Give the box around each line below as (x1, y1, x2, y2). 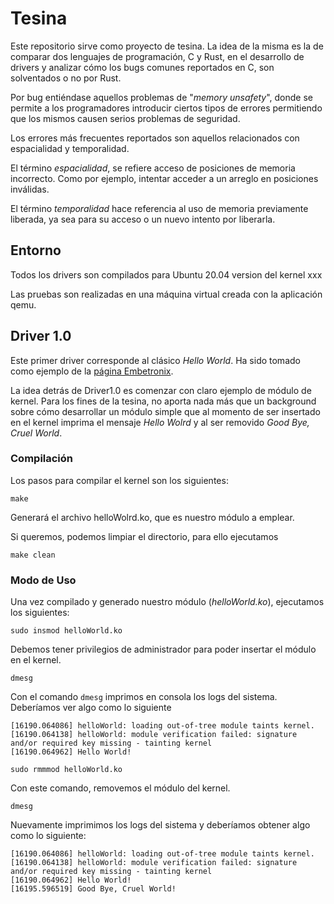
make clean (10, 550, 56, 560)
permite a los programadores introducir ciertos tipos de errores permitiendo (10, 102, 323, 114)
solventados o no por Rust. (10, 72, 122, 84)
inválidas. (10, 183, 50, 195)
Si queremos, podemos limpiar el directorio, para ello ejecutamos (10, 530, 279, 542)
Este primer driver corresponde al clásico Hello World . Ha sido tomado (10, 354, 301, 366)
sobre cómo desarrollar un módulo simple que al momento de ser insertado (10, 405, 321, 417)
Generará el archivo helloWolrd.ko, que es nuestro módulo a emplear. (10, 511, 295, 523)
